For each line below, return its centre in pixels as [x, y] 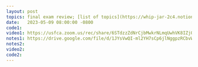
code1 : [14, 28]
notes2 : [16, 44]
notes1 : [16, 38]
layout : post [22, 11]
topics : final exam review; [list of [52, 17]
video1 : [16, 33]
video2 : [16, 50]
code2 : [14, 55]
